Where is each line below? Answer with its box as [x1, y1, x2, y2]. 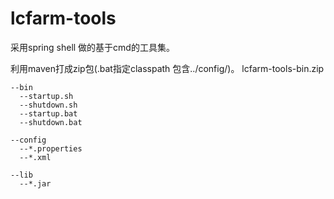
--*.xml [19, 152, 52, 162]
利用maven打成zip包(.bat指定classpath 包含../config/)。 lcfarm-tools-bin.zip [10, 62, 325, 74]
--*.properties [19, 143, 83, 154]
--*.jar [19, 178, 52, 189]
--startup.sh [19, 91, 74, 101]
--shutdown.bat [19, 117, 83, 127]
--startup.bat [19, 108, 78, 119]
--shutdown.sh [19, 100, 78, 110]
